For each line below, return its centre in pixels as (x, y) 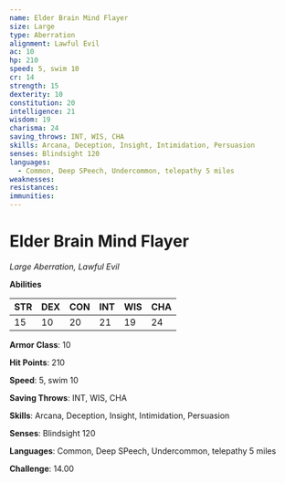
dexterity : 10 (37, 94)
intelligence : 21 (42, 111)
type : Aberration (42, 35)
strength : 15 (34, 86)
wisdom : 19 (30, 120)
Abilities (26, 284)
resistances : (34, 188)
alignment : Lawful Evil (55, 43)
